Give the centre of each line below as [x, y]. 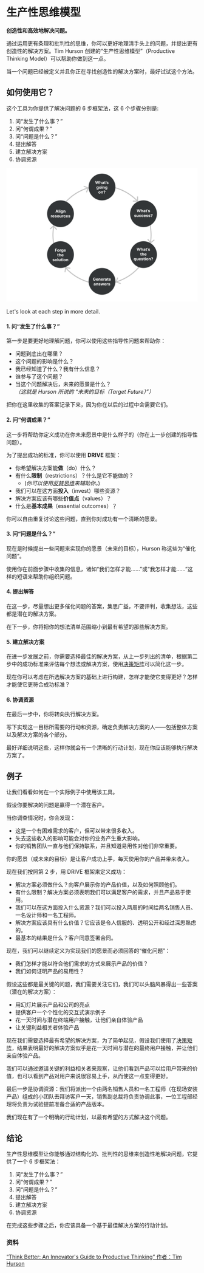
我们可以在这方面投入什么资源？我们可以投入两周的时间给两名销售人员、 [105, 908]
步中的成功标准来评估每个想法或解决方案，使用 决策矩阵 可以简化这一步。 [97, 664]
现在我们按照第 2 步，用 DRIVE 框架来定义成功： [67, 872]
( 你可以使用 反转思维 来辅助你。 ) [62, 483]
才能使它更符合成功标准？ [38, 685]
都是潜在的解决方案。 [33, 614]
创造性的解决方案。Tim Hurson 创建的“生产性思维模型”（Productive [90, 51]
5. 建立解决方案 [25, 642]
